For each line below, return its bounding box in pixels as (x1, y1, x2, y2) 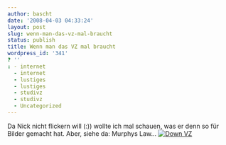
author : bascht (7, 10, 53, 18)
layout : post (7, 23, 46, 30)
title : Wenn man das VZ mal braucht (7, 43, 116, 50)
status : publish (7, 37, 55, 44)
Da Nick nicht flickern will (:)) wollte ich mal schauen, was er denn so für (7, 122, 220, 130)
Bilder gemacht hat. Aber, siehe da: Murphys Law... (7, 129, 157, 138)
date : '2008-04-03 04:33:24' (7, 17, 94, 24)
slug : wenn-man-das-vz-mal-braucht (7, 30, 113, 37)
